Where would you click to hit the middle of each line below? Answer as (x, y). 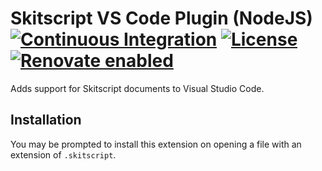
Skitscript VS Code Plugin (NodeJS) (161, 18)
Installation (46, 120)
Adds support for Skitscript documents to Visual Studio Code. (137, 88)
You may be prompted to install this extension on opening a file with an (156, 144)
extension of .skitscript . (63, 154)
